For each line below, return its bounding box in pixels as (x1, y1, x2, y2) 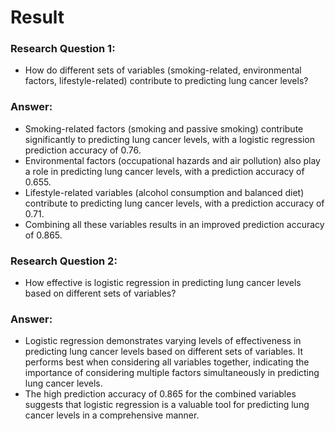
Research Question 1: (10, 42, 116, 56)
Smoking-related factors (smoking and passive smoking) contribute (24, 122, 304, 135)
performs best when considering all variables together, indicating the (24, 356, 310, 368)
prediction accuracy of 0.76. (24, 144, 142, 156)
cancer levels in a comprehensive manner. (24, 409, 200, 421)
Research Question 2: (10, 254, 118, 268)
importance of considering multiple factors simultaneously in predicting (24, 367, 320, 379)
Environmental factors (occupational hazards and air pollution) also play (24, 154, 321, 166)
